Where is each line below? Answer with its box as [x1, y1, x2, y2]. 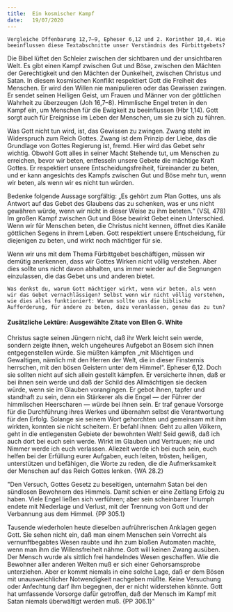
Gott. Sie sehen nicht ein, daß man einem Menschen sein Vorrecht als [7, 530, 207, 539]
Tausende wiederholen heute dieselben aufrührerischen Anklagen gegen [7, 523, 217, 531]
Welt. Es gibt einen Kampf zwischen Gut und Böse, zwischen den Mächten [7, 61, 221, 70]
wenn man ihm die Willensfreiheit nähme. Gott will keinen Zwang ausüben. [7, 545, 220, 554]
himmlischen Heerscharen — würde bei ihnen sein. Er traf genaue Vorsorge [7, 400, 224, 408]
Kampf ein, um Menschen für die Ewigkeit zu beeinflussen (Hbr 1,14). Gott [7, 106, 218, 114]
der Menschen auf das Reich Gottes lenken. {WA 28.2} [7, 467, 164, 475]
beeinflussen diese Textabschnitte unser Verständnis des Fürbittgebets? [7, 42, 226, 49]
